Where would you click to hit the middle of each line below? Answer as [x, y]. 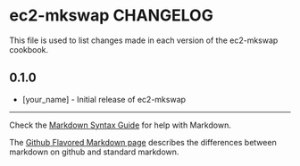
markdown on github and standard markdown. [94, 152]
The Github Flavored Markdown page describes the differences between [143, 142]
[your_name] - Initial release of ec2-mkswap [104, 99]
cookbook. [29, 49]
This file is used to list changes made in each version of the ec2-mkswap [144, 40]
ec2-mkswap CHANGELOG [112, 16]
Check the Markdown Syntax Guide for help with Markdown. [121, 125]
